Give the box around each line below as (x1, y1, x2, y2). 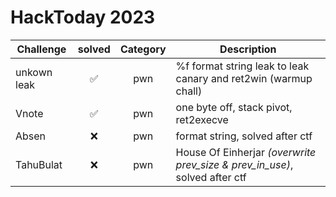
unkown (15, 65, 53, 79)
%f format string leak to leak (175, 59, 310, 73)
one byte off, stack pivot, (175, 100, 293, 114)
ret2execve (175, 112, 229, 126)
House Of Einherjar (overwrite (175, 145, 317, 159)
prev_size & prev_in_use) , (175, 157, 294, 171)
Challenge (16, 42, 67, 56)
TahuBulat (15, 157, 63, 171)
